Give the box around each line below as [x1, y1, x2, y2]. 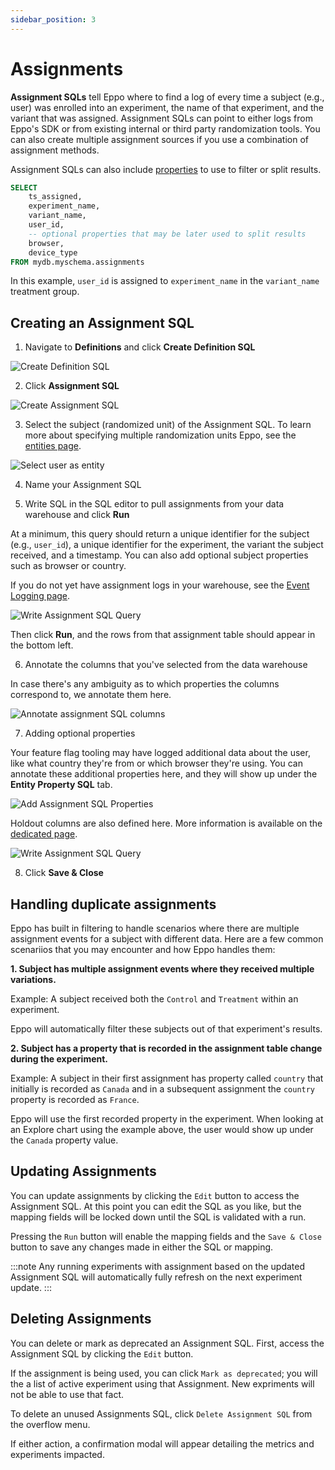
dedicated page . [10, 828, 78, 840]
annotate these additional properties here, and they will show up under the [10, 768, 318, 780]
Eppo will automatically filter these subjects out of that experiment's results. [10, 1023, 323, 1035]
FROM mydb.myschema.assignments [10, 257, 145, 267]
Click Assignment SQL [24, 380, 120, 392]
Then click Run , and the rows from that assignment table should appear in [10, 629, 316, 641]
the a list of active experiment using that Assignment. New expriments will [10, 1377, 315, 1390]
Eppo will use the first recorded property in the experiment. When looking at [10, 1113, 324, 1125]
